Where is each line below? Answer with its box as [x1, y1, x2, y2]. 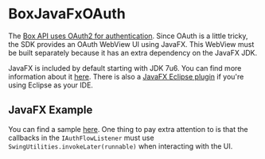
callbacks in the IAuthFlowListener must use [8, 133, 154, 142]
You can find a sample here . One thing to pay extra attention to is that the [8, 124, 248, 134]
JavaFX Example [8, 103, 93, 117]
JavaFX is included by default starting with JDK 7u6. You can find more [8, 63, 242, 72]
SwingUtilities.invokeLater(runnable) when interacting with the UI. [8, 141, 233, 151]
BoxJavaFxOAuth [8, 5, 126, 23]
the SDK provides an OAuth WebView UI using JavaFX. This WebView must [8, 39, 255, 48]
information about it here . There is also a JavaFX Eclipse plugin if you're [8, 72, 244, 81]
